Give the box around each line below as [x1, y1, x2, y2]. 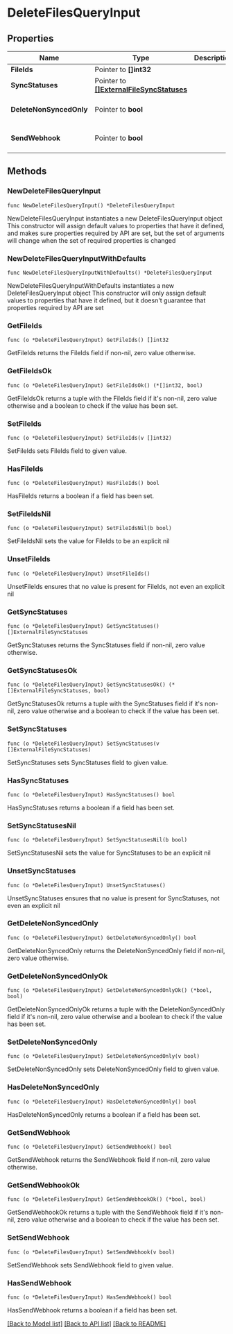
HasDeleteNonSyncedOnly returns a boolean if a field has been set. [7, 1110, 201, 1118]
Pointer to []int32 [94, 65, 151, 74]
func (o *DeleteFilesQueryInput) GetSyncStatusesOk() [7, 681, 166, 688]
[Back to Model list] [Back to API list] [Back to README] [7, 1319, 166, 1328]
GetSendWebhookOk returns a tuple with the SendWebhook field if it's [7, 1208, 209, 1217]
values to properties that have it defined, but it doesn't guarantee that [7, 296, 206, 305]
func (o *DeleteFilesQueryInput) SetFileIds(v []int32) [7, 434, 172, 441]
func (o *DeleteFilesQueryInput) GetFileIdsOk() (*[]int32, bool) [7, 382, 203, 389]
